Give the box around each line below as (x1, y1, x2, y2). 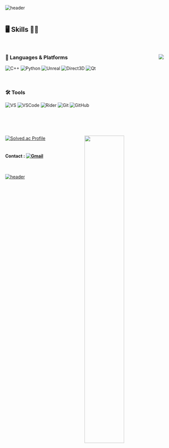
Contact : (5, 153, 25, 159)
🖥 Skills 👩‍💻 (5, 25, 39, 34)
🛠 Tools (5, 89, 26, 96)
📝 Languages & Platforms (5, 53, 68, 61)
